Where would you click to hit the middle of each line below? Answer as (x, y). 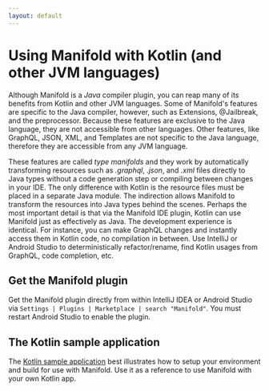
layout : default (35, 16)
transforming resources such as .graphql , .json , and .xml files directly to (127, 170)
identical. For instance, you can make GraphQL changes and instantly (123, 230)
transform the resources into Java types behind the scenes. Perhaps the (128, 204)
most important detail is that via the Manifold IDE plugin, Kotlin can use (125, 213)
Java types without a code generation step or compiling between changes (131, 178)
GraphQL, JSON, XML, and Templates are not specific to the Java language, (134, 137)
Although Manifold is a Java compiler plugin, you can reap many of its (124, 95)
